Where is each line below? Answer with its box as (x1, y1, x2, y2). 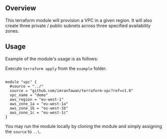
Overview (5, 4, 37, 12)
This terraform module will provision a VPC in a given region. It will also (5, 17, 152, 23)
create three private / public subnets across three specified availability (5, 22, 151, 28)
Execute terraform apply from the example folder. (5, 65, 107, 71)
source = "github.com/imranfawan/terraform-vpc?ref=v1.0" (10, 88, 134, 93)
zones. (5, 27, 19, 34)
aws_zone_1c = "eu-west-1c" (10, 110, 69, 115)
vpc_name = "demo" (10, 92, 49, 97)
